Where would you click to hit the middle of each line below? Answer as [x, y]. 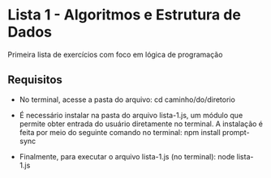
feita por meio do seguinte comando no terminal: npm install [120, 132]
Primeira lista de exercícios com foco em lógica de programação [115, 54]
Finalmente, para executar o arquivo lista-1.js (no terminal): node [127, 156]
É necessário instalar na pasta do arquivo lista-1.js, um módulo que [131, 115]
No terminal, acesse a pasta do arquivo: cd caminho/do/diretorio [127, 100]
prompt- [236, 132]
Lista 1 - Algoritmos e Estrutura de [124, 15]
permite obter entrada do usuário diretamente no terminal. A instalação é [141, 124]
